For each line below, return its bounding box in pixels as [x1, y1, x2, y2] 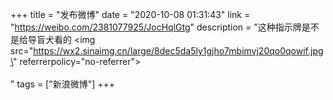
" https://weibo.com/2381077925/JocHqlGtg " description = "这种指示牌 [10, 21, 302, 33]
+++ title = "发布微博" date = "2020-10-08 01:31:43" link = [10, 9, 251, 20]
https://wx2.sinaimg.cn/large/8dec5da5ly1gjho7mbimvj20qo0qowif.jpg [33, 45, 324, 57]
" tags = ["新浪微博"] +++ [10, 78, 116, 90]
